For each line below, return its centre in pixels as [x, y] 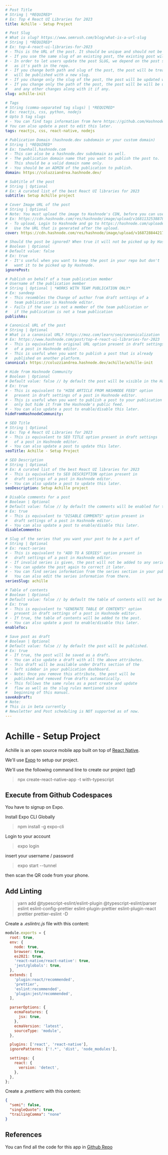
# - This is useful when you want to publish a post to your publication [84, 400]
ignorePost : [17, 270]
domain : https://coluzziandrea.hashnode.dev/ [53, 172]
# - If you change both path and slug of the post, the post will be [79, 70]
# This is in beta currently [35, 707]
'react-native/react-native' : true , [52, 961]
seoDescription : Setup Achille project [47, 488]
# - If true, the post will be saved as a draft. [58, 655]
